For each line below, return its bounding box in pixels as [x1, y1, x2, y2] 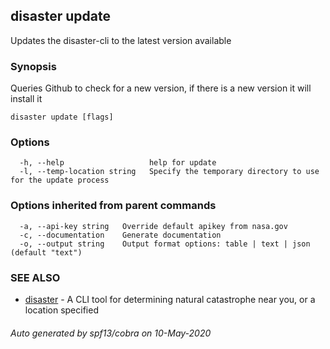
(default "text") [10, 247, 83, 258]
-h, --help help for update [19, 158, 217, 168]
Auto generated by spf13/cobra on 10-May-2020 [10, 327, 212, 339]
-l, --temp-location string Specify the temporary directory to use [19, 167, 320, 177]
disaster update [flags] [10, 112, 114, 123]
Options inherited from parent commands [10, 199, 217, 213]
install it [10, 93, 43, 105]
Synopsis [10, 59, 57, 73]
